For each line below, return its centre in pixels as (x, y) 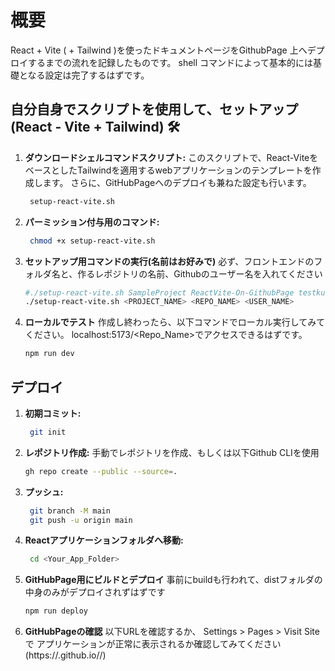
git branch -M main (70, 511)
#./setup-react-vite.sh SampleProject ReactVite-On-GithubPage (159, 292)
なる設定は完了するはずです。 (88, 75)
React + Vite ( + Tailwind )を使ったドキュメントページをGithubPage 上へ (159, 50)
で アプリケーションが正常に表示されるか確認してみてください (153, 644)
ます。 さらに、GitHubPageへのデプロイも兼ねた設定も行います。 (177, 182)
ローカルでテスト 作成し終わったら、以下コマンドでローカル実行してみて (175, 322)
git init (48, 432)
